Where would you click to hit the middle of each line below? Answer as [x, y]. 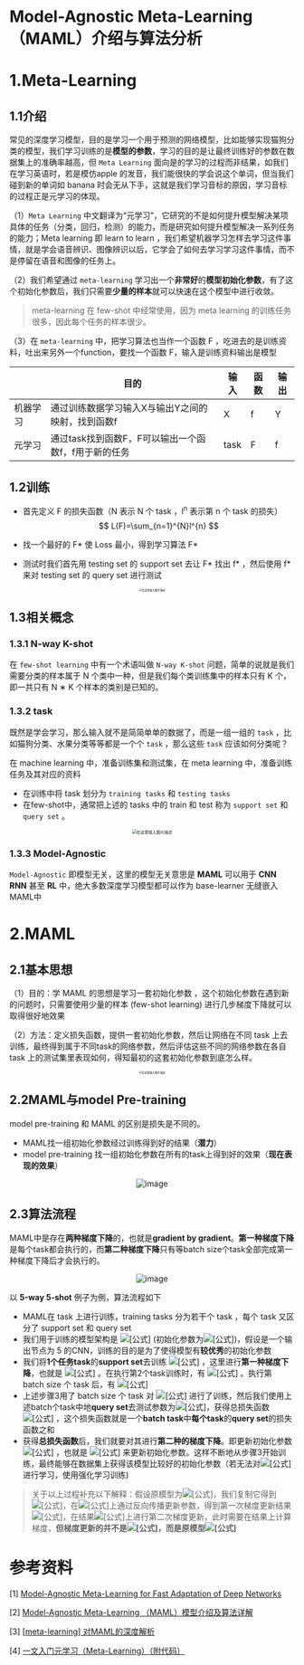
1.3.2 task [31, 711]
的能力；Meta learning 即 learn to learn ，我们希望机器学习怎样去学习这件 [146, 238]
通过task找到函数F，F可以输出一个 [123, 439]
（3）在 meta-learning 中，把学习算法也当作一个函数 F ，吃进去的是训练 [144, 341]
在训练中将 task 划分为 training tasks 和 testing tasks [126, 793]
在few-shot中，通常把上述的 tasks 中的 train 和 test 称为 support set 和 [155, 804]
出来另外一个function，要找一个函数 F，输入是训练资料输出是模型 [155, 352]
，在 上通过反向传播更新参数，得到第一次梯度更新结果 [177, 1505]
